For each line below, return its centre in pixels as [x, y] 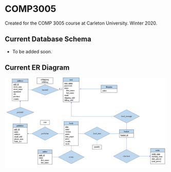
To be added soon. [32, 51]
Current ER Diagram [37, 68]
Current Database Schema [48, 39]
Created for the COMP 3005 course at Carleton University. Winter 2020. [81, 23]
